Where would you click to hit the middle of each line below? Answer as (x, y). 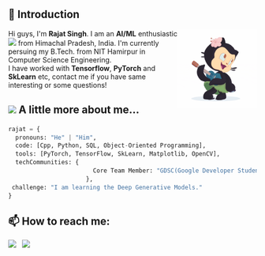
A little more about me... (79, 110)
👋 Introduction (44, 15)
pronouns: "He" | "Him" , (56, 137)
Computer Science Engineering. (60, 59)
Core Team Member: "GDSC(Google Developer (164, 171)
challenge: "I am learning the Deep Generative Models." (107, 187)
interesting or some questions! (58, 85)
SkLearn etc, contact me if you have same (77, 77)
